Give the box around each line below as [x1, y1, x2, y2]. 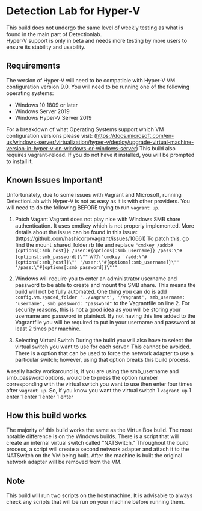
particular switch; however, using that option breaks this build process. [14, 356, 191, 363]
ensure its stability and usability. [6, 43, 86, 51]
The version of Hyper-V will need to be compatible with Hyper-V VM [6, 76, 176, 84]
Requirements [6, 61, 60, 71]
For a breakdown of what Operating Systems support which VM [6, 125, 164, 133]
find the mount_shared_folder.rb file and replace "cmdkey [14, 241, 155, 248]
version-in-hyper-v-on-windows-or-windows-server [6, 144, 136, 152]
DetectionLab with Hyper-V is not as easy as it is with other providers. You [6, 197, 191, 205]
